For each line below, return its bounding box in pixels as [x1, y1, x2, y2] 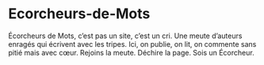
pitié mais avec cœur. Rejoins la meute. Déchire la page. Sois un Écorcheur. [8, 48, 255, 57]
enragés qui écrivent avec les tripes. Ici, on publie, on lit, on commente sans [8, 39, 257, 48]
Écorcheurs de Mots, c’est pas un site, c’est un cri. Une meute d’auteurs [8, 31, 243, 40]
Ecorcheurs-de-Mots [8, 5, 151, 23]
